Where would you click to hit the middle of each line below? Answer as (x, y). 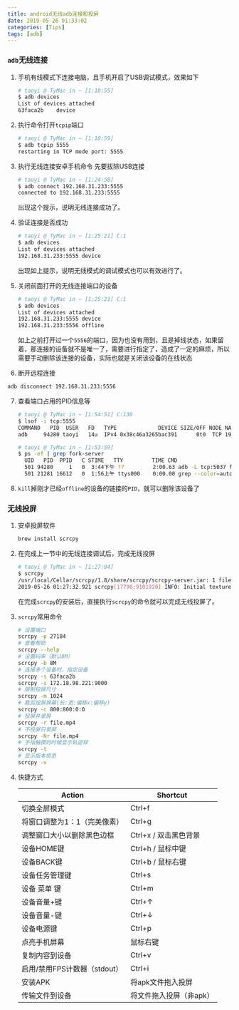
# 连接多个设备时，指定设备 (53, 670)
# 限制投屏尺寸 (37, 690)
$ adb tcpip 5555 (43, 145)
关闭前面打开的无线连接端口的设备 (68, 285)
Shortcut (172, 795)
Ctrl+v (141, 954)
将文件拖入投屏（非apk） (172, 995)
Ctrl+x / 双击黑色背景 (165, 835)
